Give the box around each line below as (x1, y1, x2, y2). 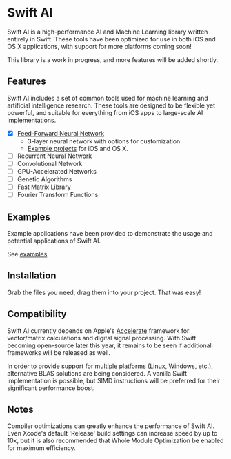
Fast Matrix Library (17, 183, 71, 191)
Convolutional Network (17, 159, 83, 167)
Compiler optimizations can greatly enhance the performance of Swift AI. (7, 422, 215, 430)
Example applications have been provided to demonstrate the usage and (7, 229, 213, 237)
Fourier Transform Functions (17, 191, 99, 199)
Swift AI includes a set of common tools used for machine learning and (7, 94, 208, 102)
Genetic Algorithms (17, 175, 72, 183)
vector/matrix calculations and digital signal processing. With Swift (7, 334, 197, 342)
